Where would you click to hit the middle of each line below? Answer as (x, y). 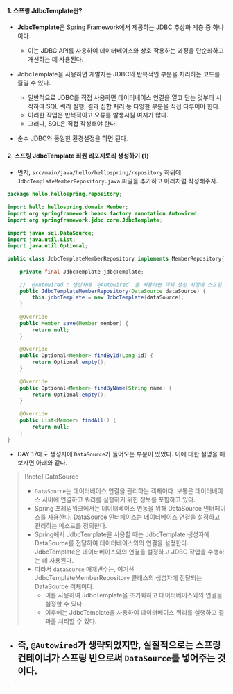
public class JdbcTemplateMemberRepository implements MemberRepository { (116, 259)
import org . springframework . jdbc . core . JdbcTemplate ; (85, 220)
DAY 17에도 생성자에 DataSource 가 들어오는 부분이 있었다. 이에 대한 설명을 (118, 454)
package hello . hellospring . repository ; (65, 195)
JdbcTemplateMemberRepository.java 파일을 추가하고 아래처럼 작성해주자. (118, 181)
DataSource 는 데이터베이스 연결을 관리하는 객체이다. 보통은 (114, 490)
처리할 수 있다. (77, 621)
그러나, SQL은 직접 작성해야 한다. (72, 124)
